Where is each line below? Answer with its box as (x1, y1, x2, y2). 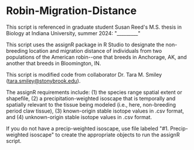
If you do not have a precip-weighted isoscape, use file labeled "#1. (6, 125, 169, 132)
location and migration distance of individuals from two (29, 47, 162, 54)
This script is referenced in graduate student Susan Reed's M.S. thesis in (6, 23, 182, 30)
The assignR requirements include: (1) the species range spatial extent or (6, 88, 183, 96)
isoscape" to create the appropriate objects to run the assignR (29, 131, 180, 138)
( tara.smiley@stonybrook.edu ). (6, 77, 81, 84)
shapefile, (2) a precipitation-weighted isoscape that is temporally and (6, 95, 176, 102)
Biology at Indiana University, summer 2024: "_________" (6, 29, 141, 36)
